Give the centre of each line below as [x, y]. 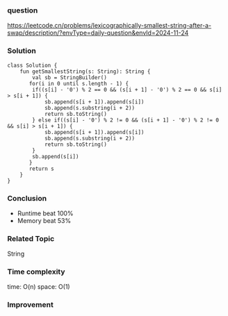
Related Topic [31, 238]
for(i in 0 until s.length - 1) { [79, 83]
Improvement [30, 305]
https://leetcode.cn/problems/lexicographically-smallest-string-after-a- [109, 26]
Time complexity [36, 272]
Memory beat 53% [44, 220]
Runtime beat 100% [46, 213]
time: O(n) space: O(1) [39, 287]
